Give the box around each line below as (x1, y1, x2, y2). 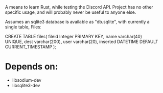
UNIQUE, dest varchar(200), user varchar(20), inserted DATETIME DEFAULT (5, 39, 159, 45)
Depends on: (5, 61, 58, 72)
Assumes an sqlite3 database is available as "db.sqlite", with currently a (5, 19, 150, 24)
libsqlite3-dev (12, 82, 40, 88)
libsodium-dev (12, 77, 42, 83)
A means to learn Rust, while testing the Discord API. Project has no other (5, 4, 153, 10)
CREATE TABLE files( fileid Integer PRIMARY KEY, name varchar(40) (5, 34, 142, 39)
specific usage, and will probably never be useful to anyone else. (5, 9, 136, 15)
